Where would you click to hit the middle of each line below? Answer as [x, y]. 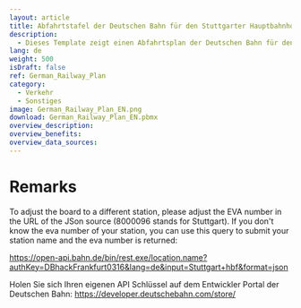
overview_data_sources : [54, 142]
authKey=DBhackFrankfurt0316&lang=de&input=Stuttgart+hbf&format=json [149, 267]
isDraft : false [38, 68]
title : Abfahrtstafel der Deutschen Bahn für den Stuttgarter [128, 26]
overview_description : [52, 126]
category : [28, 84]
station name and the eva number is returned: [94, 240]
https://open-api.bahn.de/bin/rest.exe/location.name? [108, 257]
